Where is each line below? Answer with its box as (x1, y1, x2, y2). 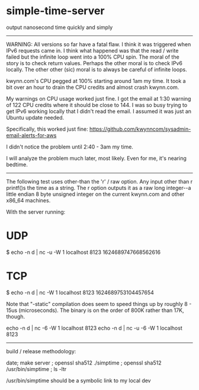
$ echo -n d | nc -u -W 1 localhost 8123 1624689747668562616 (6, 249, 161, 256)
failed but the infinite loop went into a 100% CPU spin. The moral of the (6, 53, 179, 60)
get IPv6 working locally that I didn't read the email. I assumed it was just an (6, 108, 191, 115)
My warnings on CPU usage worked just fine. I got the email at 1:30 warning (6, 95, 191, 102)
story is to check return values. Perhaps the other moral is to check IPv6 (6, 59, 182, 66)
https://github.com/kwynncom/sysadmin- (89, 125, 191, 133)
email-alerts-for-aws (6, 131, 57, 138)
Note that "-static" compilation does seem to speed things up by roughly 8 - (6, 300, 192, 307)
